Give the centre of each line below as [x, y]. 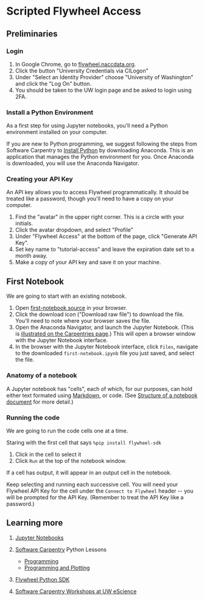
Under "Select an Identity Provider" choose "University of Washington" [104, 77]
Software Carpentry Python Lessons [61, 549]
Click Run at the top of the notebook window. [71, 460]
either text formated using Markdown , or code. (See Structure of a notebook [102, 395]
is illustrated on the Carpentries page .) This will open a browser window [105, 334]
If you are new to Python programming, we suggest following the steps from [102, 144]
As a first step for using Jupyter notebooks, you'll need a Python [87, 125]
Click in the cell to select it [48, 454]
